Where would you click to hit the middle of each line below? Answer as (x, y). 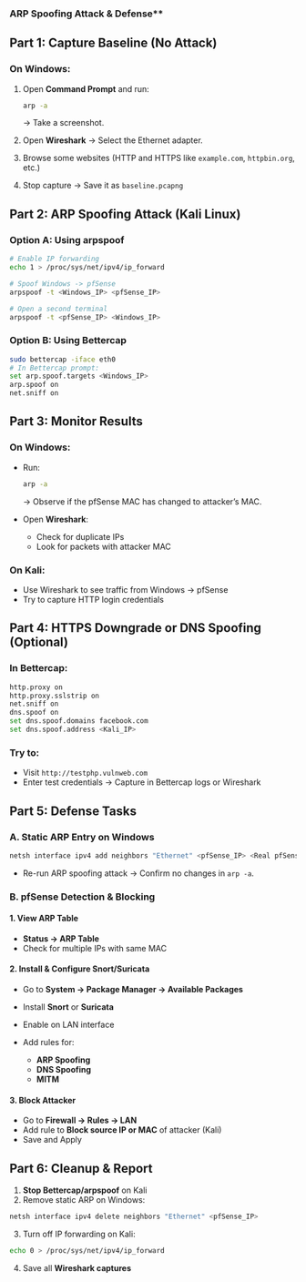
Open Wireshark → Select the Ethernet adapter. (112, 140)
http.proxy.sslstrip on (55, 696)
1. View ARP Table (44, 919)
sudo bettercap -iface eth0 (63, 359)
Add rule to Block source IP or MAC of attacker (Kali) (122, 1130)
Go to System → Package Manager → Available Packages (133, 990)
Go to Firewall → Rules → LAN (80, 1120)
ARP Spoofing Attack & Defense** (87, 14)
